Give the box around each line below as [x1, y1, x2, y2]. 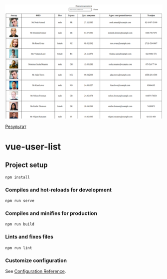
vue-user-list [5, 141, 61, 152]
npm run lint [5, 245, 32, 250]
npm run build [5, 222, 35, 227]
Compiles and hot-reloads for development [5, 186, 112, 193]
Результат [5, 123, 26, 129]
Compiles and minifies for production [5, 209, 97, 216]
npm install [5, 174, 30, 179]
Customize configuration [5, 257, 67, 264]
